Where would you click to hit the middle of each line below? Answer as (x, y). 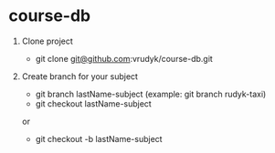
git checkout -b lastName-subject (99, 138)
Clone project (48, 41)
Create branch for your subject (80, 76)
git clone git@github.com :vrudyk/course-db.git (124, 58)
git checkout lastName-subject (93, 103)
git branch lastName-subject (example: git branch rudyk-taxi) (151, 94)
